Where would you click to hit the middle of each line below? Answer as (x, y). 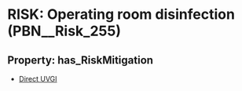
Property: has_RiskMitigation (81, 60)
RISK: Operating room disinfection (121, 15)
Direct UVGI (38, 79)
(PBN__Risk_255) (64, 31)
